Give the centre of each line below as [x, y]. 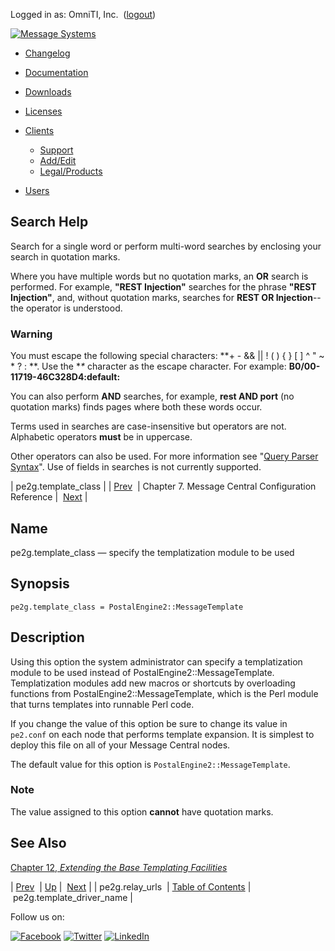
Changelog [47, 53]
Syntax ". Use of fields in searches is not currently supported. [136, 467]
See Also [38, 843]
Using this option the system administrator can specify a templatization [156, 661]
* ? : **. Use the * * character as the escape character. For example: [148, 366]
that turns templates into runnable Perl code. [102, 704]
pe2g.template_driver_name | [72, 897]
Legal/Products [71, 171]
